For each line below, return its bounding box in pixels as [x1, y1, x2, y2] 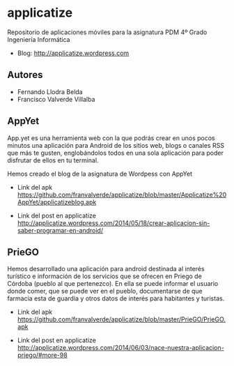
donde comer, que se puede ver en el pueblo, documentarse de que [7, 287, 203, 296]
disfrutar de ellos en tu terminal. [7, 155, 99, 165]
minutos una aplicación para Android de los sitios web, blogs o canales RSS [7, 141, 225, 149]
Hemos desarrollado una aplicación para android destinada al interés [7, 265, 205, 273]
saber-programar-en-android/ [17, 226, 103, 234]
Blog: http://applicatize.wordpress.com [17, 49, 130, 57]
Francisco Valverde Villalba [17, 95, 95, 103]
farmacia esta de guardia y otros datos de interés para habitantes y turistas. [7, 294, 225, 303]
